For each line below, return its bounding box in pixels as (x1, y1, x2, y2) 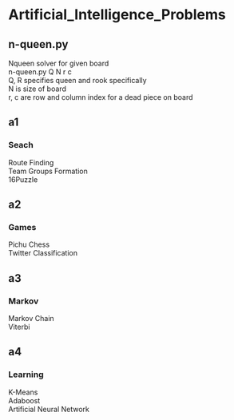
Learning (8, 369, 44, 380)
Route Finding (8, 157, 54, 167)
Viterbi (8, 322, 30, 332)
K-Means (8, 387, 38, 397)
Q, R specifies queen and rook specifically (8, 76, 147, 85)
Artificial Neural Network (8, 404, 89, 414)
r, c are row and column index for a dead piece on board (8, 93, 193, 101)
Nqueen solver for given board (8, 58, 109, 68)
